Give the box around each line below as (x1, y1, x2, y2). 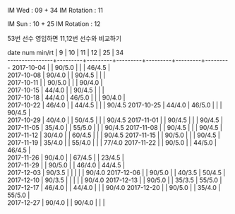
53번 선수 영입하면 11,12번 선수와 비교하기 (7, 35, 122, 42)
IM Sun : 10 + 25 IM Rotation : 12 (7, 20, 101, 28)
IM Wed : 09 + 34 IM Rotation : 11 (7, 6, 104, 14)
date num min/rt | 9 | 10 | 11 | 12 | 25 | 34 (7, 49, 124, 57)
